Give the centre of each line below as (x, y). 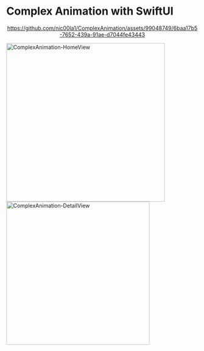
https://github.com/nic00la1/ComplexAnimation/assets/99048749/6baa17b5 (102, 28)
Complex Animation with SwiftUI (90, 11)
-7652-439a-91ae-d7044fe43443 (102, 34)
